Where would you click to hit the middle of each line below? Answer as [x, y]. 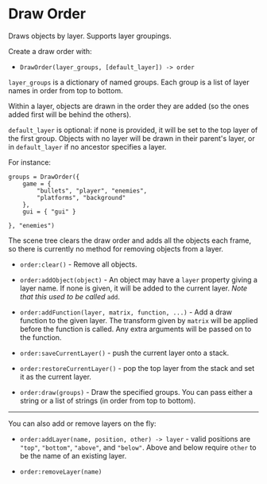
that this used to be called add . [70, 296]
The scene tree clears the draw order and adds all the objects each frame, [130, 240]
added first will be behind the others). [70, 114]
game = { [37, 184]
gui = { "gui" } [50, 212]
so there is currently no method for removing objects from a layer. [116, 248]
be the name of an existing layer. [73, 455]
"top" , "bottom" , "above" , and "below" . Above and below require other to [138, 447]
